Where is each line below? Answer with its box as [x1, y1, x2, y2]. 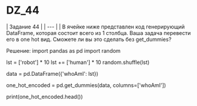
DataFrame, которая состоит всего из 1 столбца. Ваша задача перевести [6, 29, 191, 36]
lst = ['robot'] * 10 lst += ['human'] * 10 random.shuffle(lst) [6, 59, 150, 66]
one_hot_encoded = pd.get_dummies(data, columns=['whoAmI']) [6, 81, 166, 89]
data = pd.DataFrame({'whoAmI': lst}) [6, 70, 98, 77]
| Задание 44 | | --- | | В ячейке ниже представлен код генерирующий [6, 23, 185, 30]
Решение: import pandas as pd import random [6, 47, 121, 54]
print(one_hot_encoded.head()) [6, 93, 83, 100]
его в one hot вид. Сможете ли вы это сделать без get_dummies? [6, 36, 172, 43]
